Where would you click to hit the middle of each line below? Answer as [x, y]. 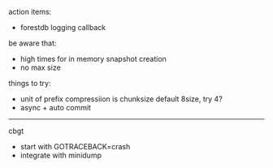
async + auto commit [56, 108]
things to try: [30, 83]
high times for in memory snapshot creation [93, 59]
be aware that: [32, 43]
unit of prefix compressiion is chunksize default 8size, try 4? [121, 99]
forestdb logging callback [63, 27]
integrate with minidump [61, 155]
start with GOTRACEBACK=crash [75, 146]
